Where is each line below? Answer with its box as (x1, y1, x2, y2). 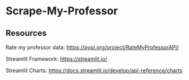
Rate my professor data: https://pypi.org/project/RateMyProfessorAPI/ (5, 44, 179, 51)
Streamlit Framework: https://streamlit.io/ (5, 56, 108, 62)
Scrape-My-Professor (5, 4, 118, 18)
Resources (5, 28, 47, 38)
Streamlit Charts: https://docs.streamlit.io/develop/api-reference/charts (5, 67, 183, 74)
